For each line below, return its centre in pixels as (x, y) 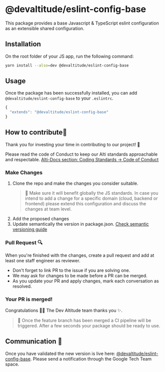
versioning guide (30, 229)
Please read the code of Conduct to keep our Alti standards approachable (81, 154)
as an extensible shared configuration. (45, 28)
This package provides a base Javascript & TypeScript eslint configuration (82, 23)
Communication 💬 (34, 341)
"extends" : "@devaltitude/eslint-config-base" (59, 112)
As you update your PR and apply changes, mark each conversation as (86, 281)
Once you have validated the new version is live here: (60, 353)
